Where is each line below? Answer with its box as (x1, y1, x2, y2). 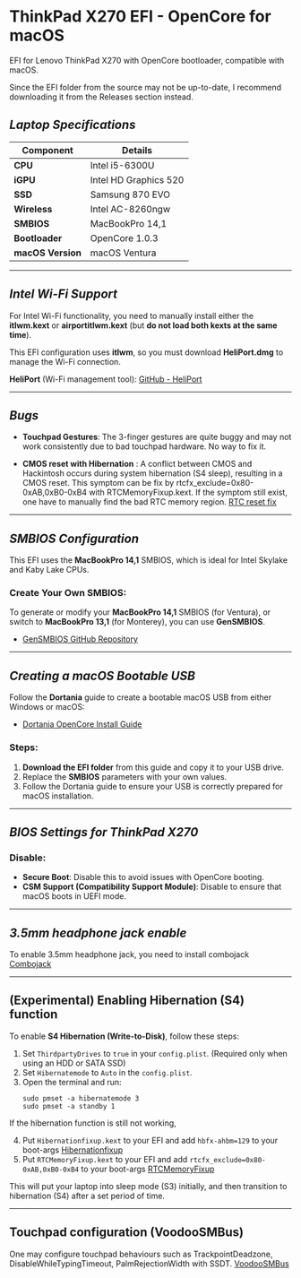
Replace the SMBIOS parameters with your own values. (21, 771, 228, 781)
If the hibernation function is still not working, (9, 1118, 176, 1128)
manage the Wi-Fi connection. (9, 356, 121, 367)
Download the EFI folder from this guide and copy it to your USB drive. (21, 762, 284, 773)
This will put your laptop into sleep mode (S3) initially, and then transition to (9, 1180, 288, 1191)
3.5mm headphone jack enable (9, 925, 187, 940)
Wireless (13, 203, 53, 215)
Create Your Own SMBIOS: (9, 587, 127, 600)
